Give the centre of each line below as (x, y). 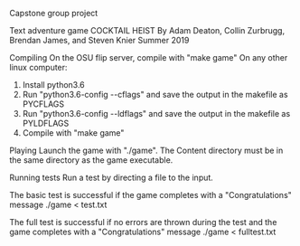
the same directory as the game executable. (91, 160)
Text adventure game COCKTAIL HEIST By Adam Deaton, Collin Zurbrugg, (147, 30)
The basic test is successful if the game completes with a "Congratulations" (150, 195)
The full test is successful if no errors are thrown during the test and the (143, 222)
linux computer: (38, 67)
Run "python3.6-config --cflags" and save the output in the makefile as (155, 95)
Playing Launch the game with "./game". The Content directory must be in (146, 150)
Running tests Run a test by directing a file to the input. (112, 177)
